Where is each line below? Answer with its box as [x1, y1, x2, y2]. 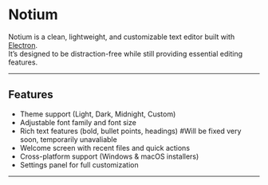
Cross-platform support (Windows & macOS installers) [19, 152, 199, 161]
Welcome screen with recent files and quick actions [19, 143, 190, 152]
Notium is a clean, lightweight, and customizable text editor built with [8, 32, 235, 41]
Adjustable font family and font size [19, 117, 137, 127]
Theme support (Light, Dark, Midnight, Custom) [19, 109, 176, 119]
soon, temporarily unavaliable [19, 134, 117, 144]
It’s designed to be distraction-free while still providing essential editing [8, 49, 243, 58]
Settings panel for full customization [19, 159, 139, 169]
